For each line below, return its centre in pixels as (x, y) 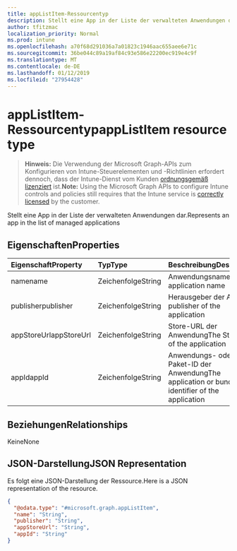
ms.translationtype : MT (42, 60)
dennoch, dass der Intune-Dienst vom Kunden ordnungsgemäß (116, 179)
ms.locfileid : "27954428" (45, 79)
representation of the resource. (53, 488)
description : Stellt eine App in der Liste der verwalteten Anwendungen (116, 20)
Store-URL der (193, 326)
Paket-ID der (190, 365)
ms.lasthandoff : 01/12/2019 (49, 73)
